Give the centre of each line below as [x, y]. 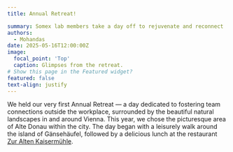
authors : [20, 33]
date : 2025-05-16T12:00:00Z [48, 46]
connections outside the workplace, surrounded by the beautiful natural [111, 112]
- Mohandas [29, 39]
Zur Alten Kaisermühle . [40, 142]
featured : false [31, 78]
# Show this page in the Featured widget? [70, 71]
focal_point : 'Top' [42, 59]
